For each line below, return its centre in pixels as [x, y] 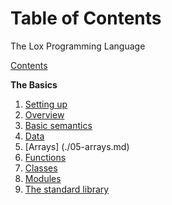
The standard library [67, 189]
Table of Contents [86, 18]
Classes [41, 168]
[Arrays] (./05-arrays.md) [77, 146]
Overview [44, 114]
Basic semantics [58, 125]
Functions [45, 157]
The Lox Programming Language [78, 46]
